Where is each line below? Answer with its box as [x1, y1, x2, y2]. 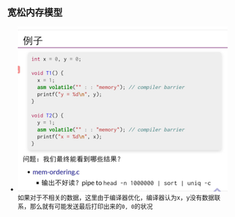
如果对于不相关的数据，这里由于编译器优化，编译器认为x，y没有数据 [17, 193, 215, 202]
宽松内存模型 [7, 6, 63, 19]
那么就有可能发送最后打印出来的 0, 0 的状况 [29, 202, 153, 211]
